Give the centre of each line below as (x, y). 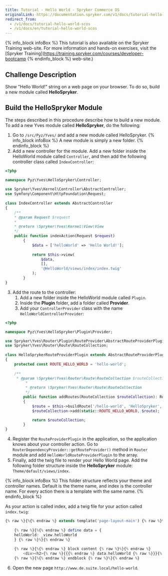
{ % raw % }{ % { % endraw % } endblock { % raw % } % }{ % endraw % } (77, 558)
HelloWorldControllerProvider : (52, 313)
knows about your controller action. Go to (55, 444)
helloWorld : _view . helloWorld (46, 535)
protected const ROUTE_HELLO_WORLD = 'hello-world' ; (70, 364)
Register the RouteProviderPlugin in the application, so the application (84, 439)
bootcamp (16, 59)
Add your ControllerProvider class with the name (71, 308)
